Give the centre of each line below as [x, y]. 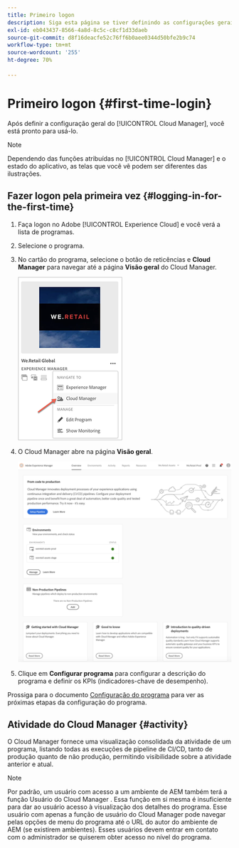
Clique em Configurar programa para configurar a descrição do [112, 673]
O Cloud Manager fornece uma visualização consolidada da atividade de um [119, 742]
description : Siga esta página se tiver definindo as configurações [111, 22]
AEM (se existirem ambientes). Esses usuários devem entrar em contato [113, 830]
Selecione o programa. [51, 245]
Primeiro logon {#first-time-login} [110, 104]
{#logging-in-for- [182, 196]
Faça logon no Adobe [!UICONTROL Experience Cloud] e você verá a [119, 224]
